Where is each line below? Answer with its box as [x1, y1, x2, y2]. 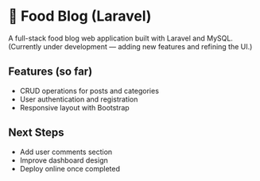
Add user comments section [19, 147, 113, 156]
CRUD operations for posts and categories [19, 86, 159, 95]
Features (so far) [8, 65, 93, 79]
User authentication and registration [19, 94, 138, 104]
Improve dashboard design [19, 155, 109, 165]
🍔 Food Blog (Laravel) [8, 7, 152, 25]
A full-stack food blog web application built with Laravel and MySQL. [8, 33, 233, 43]
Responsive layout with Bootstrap [19, 102, 130, 112]
